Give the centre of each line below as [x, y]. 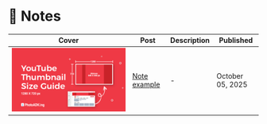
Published [236, 41]
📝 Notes [35, 16]
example [146, 85]
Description [190, 41]
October [230, 76]
